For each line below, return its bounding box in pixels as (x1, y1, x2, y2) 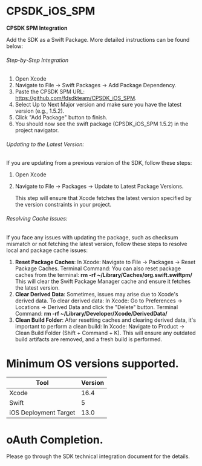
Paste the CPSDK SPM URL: (15, 88, 85, 95)
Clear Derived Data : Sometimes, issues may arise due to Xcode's (15, 290, 178, 298)
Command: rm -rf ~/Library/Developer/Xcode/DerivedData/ (15, 310, 168, 317)
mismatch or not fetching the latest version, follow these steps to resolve (6, 240, 187, 247)
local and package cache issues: (6, 247, 88, 254)
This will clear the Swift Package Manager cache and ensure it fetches (15, 278, 191, 285)
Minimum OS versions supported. (6, 356, 180, 370)
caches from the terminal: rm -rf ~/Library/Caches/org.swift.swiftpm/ (15, 271, 192, 278)
